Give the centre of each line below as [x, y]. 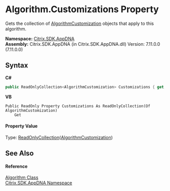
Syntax [17, 65]
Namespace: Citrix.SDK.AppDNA [40, 39]
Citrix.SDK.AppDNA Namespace [39, 183]
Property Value [22, 126]
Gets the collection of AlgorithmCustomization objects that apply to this [80, 23]
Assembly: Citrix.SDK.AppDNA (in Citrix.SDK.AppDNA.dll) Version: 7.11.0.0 [83, 44]
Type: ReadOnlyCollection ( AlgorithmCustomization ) [59, 137]
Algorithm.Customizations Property [82, 9]
